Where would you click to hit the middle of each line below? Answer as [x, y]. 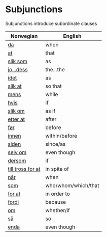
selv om [17, 152]
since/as [56, 144]
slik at [15, 86]
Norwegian [24, 36]
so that [53, 86]
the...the [55, 69]
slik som [18, 61]
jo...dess [18, 69]
